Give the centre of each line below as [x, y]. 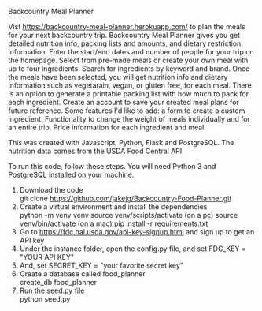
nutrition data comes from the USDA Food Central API [95, 151]
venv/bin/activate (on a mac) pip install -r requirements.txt [114, 223]
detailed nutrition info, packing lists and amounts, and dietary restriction [125, 43]
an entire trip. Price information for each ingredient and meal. [107, 127]
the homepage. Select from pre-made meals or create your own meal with [128, 60]
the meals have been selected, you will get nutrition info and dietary [118, 77]
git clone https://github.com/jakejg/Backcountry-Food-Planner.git [125, 198]
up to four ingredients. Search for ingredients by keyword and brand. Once [129, 69]
